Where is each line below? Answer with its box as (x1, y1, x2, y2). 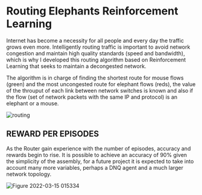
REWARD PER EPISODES (6, 129, 99, 139)
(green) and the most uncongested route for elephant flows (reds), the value (6, 80, 196, 88)
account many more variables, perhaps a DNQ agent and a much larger (6, 164, 184, 171)
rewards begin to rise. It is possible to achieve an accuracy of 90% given (6, 151, 188, 158)
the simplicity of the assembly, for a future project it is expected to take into (6, 158, 194, 165)
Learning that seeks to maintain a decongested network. (6, 62, 147, 70)
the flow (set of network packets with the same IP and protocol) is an (6, 93, 178, 101)
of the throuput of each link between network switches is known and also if (6, 87, 194, 94)
